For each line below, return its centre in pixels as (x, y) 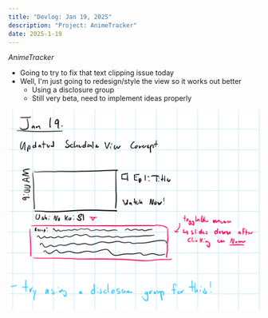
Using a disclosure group (73, 90)
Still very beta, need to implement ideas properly (112, 98)
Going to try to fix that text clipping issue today (97, 73)
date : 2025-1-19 (35, 34)
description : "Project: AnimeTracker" (73, 25)
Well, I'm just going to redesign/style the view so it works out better (130, 81)
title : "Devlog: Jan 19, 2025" (60, 17)
